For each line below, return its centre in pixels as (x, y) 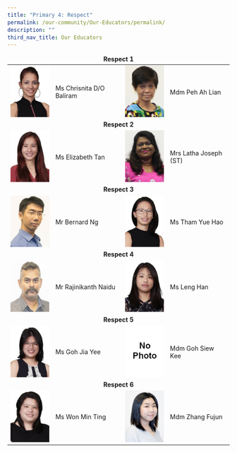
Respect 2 (119, 124)
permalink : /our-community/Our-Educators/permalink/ (86, 22)
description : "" (31, 30)
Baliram (66, 96)
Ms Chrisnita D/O (80, 88)
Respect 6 (119, 384)
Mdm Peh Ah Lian (195, 92)
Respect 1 (119, 59)
